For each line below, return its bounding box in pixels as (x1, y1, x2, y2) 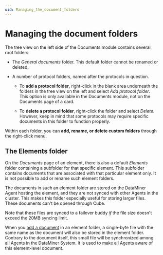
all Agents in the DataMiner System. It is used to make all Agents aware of (5, 240, 153, 246)
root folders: (5, 49, 30, 55)
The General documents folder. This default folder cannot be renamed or (12, 59, 158, 65)
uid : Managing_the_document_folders (5, 7, 79, 12)
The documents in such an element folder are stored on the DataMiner (5, 185, 146, 191)
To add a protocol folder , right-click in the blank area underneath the (19, 83, 158, 89)
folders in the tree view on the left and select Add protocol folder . (19, 88, 151, 94)
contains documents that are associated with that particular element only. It (5, 170, 156, 176)
